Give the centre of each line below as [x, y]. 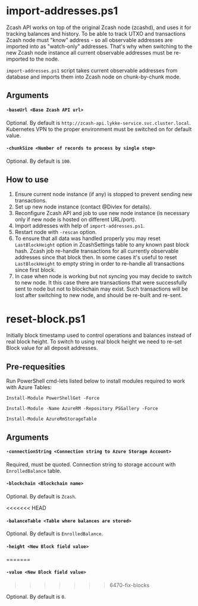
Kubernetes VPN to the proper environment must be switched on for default [99, 129]
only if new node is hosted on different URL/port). [76, 219]
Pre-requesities [36, 367]
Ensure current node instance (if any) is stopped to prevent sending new [103, 194]
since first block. [35, 270]
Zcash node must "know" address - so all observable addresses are [89, 40]
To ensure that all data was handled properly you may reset [87, 238]
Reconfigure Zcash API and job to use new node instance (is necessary [102, 213]
